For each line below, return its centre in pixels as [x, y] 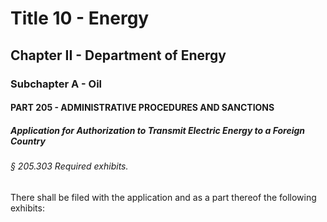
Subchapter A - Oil [56, 84]
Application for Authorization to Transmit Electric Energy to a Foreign [158, 130]
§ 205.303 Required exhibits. [69, 166]
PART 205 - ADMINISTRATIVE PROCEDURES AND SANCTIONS [142, 108]
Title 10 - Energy [80, 18]
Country [28, 141]
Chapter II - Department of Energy [118, 55]
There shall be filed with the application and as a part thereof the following [163, 197]
